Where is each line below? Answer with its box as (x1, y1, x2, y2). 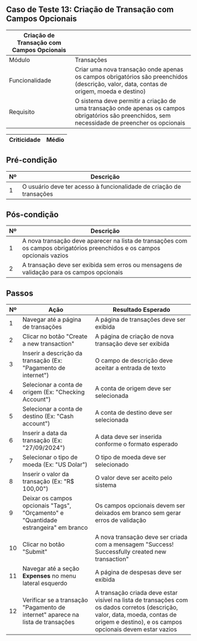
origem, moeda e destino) (74, 87, 146, 96)
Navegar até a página (22, 316, 81, 324)
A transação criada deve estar (94, 589, 178, 597)
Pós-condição (6, 210, 59, 220)
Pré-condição (6, 155, 57, 165)
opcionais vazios (22, 251, 69, 260)
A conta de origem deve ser (94, 384, 172, 393)
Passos (6, 288, 33, 298)
